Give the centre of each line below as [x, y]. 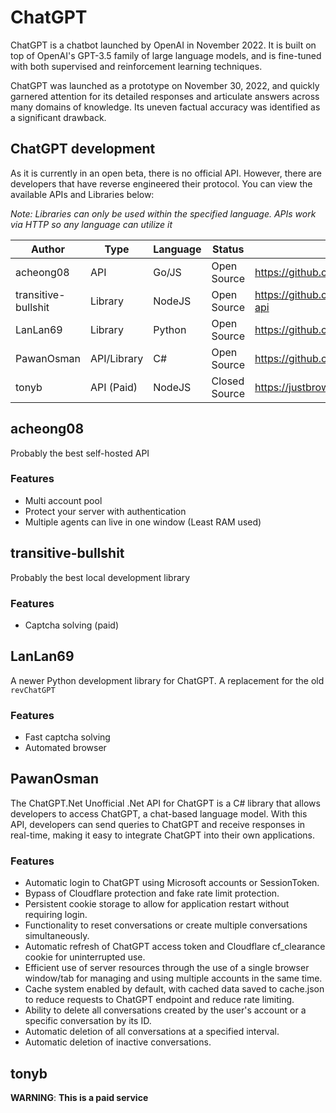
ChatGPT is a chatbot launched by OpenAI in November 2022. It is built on [163, 45]
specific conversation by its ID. [88, 1021]
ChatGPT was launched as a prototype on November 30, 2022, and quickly [165, 85]
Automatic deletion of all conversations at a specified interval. [152, 1032]
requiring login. [56, 915]
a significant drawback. [58, 117]
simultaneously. [57, 936]
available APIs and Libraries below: [82, 194]
